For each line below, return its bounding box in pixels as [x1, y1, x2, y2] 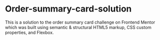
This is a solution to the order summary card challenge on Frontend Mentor [5, 19, 156, 25]
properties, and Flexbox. [5, 29, 54, 35]
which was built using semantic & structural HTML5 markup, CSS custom [5, 24, 152, 30]
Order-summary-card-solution [5, 3, 132, 14]
